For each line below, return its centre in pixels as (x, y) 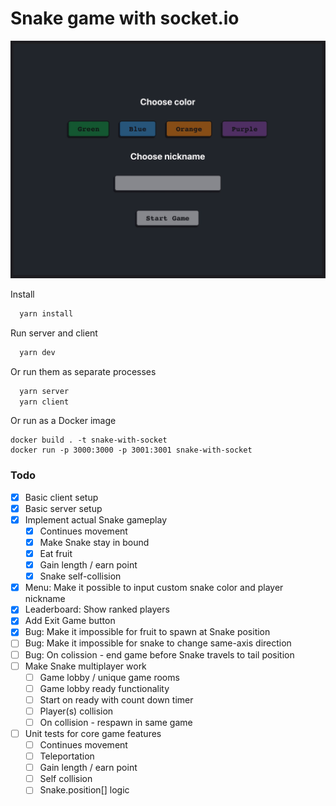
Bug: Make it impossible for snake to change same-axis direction (158, 643)
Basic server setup (63, 508)
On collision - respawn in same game (116, 722)
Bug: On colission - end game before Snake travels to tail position (159, 654)
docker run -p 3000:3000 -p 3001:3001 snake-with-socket (131, 450)
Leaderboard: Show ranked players (97, 609)
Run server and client (54, 333)
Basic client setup (61, 497)
